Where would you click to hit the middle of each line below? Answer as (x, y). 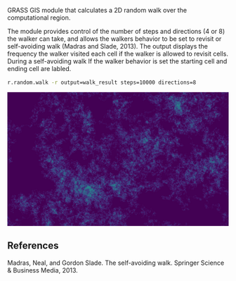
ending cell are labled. (39, 69)
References (33, 246)
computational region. (39, 18)
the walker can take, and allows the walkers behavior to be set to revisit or (114, 39)
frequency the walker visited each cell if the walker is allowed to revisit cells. (118, 54)
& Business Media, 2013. (43, 270)
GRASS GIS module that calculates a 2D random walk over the (97, 10)
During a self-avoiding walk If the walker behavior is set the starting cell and (117, 61)
